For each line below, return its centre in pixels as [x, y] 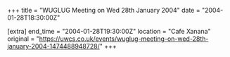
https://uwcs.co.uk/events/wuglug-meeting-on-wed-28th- [124, 39]
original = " [24, 39]
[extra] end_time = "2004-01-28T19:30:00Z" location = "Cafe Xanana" [109, 31]
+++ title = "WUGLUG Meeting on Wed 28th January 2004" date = [104, 10]
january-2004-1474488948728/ [53, 46]
